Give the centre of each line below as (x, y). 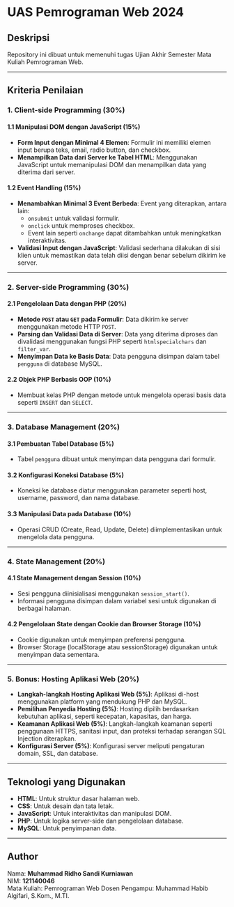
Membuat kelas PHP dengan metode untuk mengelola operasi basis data (122, 395)
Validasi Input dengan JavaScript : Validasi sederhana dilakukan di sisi (119, 247)
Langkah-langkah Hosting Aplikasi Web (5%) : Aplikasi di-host (108, 695)
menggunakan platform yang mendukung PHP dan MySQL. (102, 701)
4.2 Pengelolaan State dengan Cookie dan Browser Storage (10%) (104, 624)
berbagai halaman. (44, 608)
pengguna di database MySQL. (60, 364)
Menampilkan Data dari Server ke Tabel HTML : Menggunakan (107, 157)
